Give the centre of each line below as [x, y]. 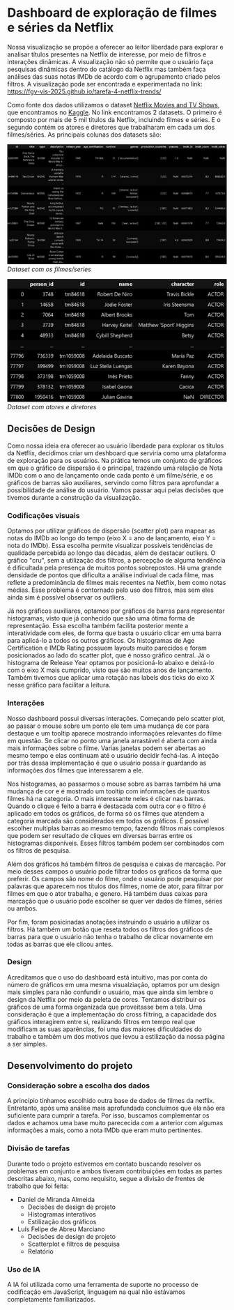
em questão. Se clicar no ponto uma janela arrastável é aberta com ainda [112, 740]
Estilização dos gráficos [62, 1221]
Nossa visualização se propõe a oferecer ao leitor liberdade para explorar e [116, 47]
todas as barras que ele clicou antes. [60, 944]
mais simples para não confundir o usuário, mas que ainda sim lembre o [110, 992]
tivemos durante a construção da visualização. [74, 497]
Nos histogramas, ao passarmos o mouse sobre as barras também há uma [114, 784]
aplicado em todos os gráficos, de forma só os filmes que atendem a [106, 813]
